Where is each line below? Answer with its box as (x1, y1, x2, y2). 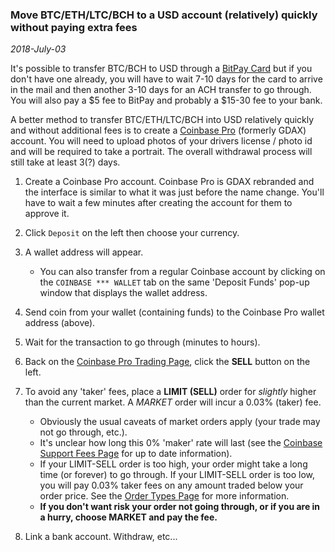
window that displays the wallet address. (39, 287, 208, 299)
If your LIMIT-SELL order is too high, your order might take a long (39, 458, 308, 470)
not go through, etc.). (39, 426, 128, 438)
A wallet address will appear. (24, 246, 144, 258)
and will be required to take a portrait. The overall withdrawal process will (10, 146, 313, 158)
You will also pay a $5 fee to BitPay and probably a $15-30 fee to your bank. (10, 94, 323, 107)
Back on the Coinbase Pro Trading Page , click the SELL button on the (24, 356, 311, 368)
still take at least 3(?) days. (10, 156, 121, 168)
